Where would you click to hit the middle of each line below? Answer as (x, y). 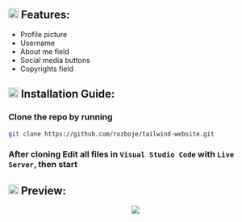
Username (37, 43)
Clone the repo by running (60, 117)
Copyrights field (47, 69)
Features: (45, 15)
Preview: (44, 191)
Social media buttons (55, 60)
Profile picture (44, 34)
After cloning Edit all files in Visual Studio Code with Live (121, 154)
